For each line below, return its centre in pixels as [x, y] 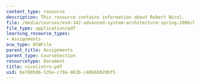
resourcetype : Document [36, 61]
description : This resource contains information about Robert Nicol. [96, 17]
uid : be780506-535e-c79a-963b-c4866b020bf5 [61, 72]
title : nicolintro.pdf [34, 67]
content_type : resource [36, 12]
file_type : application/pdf [41, 28]
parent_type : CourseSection [41, 56]
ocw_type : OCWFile [29, 45]
